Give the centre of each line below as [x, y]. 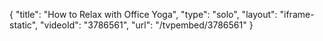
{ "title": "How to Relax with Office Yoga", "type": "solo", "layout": [143, 14]
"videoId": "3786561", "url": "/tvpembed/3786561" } [147, 25]
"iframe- [297, 14]
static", [24, 25]
